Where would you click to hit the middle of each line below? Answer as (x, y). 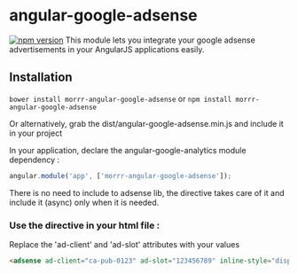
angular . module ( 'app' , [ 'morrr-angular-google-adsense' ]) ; (121, 176)
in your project (36, 133)
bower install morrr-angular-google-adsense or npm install (121, 98)
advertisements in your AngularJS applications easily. (107, 49)
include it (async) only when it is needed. (84, 202)
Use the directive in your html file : (85, 225)
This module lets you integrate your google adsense (160, 40)
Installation (41, 78)
